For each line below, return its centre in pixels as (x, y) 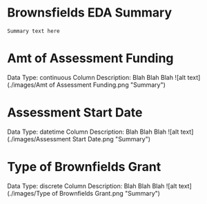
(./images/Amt (28, 85)
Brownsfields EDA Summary (90, 13)
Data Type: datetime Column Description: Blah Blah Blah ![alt (93, 132)
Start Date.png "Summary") (111, 139)
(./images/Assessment (39, 139)
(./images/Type (29, 193)
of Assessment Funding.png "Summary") (107, 85)
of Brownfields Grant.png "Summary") (106, 193)
